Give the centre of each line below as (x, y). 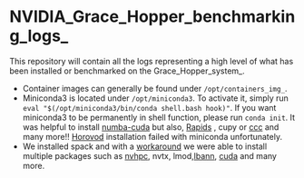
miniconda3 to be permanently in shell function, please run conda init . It (159, 117)
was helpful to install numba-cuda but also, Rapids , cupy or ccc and (151, 127)
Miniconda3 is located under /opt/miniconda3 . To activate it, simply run (155, 98)
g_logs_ (39, 36)
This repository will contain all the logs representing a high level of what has (152, 61)
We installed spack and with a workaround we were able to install (145, 146)
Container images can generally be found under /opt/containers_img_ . (155, 88)
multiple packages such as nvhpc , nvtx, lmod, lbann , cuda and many (149, 155)
